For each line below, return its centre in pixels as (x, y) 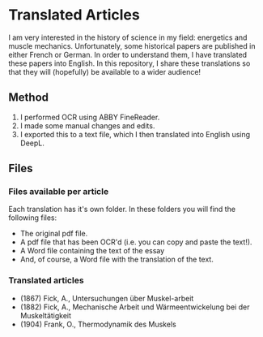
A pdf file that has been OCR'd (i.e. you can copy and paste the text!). (136, 242)
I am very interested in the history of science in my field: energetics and (128, 37)
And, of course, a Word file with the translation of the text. (117, 259)
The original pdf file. (54, 234)
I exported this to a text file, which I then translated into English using (135, 134)
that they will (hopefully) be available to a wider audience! (104, 71)
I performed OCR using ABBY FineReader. (90, 117)
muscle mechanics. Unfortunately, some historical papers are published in (132, 45)
